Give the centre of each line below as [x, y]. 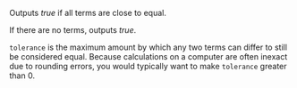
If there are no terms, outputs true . [73, 30]
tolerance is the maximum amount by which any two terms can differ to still [148, 47]
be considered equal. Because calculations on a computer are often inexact [148, 56]
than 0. [22, 76]
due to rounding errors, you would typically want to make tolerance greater [148, 66]
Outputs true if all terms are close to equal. [88, 13]
